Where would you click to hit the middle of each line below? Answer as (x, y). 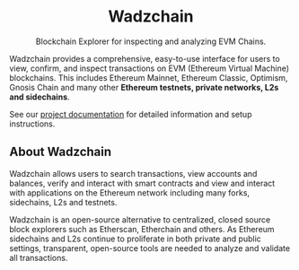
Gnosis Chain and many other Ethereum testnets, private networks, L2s (144, 87)
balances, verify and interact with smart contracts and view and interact (142, 183)
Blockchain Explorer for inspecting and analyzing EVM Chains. (151, 41)
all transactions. (39, 257)
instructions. (32, 124)
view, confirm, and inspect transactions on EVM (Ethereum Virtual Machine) (149, 68)
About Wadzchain (61, 152)
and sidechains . (40, 97)
